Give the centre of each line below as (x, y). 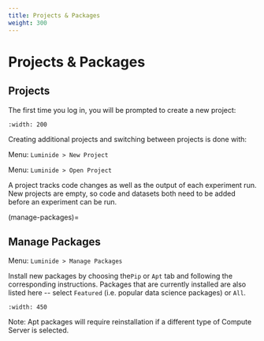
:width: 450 (28, 307)
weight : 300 (28, 23)
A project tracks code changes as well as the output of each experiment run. (132, 185)
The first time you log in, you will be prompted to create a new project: (122, 110)
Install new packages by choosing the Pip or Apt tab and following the (121, 276)
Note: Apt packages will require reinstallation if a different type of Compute (130, 322)
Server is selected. (39, 330)
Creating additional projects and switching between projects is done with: (127, 139)
